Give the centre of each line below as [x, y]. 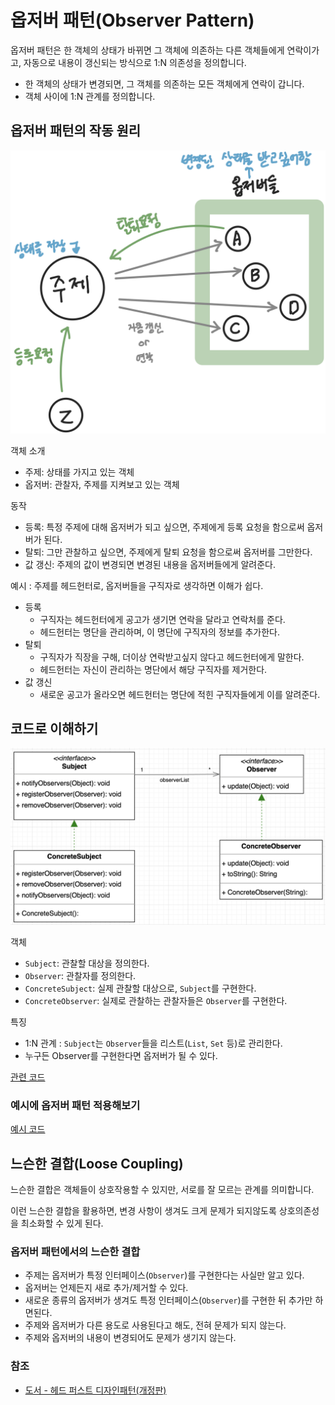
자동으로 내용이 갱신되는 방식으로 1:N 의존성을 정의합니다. [135, 62]
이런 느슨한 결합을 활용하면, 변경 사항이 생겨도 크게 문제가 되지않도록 [143, 1210]
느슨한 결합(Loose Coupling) [97, 1163]
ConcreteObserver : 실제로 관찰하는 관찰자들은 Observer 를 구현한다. [156, 1000]
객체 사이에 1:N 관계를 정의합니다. [90, 96]
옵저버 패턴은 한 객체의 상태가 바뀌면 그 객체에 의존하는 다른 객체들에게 [147, 50]
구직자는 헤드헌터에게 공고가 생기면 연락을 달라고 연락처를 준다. [162, 619]
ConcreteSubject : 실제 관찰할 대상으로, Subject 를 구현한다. [140, 988]
